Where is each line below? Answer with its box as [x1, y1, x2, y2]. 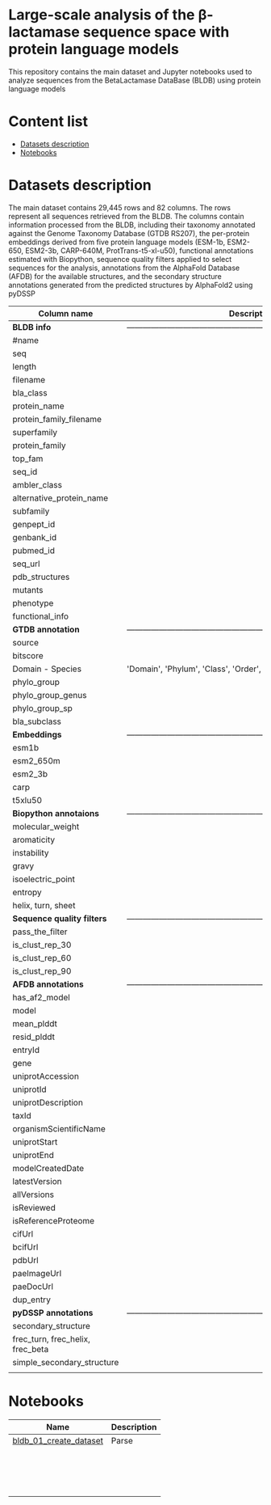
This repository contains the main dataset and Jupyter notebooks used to [8, 66, 252, 76]
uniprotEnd [12, 1149, 55, 1160]
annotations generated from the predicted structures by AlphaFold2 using [8, 280, 253, 290]
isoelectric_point [12, 873, 75, 885]
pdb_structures [12, 571, 70, 582]
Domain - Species [12, 663, 82, 674]
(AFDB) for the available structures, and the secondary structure [8, 271, 222, 281]
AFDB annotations [12, 979, 84, 990]
